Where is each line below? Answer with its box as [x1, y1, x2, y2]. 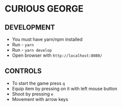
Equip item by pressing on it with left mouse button [12, 85, 117, 91]
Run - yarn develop [12, 47, 52, 53]
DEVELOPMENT [5, 23, 55, 32]
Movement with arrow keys [12, 96, 68, 102]
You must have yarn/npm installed [12, 36, 83, 42]
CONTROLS [5, 67, 42, 75]
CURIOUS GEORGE [5, 3, 84, 15]
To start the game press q [12, 80, 65, 86]
